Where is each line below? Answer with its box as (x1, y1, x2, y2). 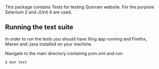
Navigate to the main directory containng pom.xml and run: (5, 50, 123, 56)
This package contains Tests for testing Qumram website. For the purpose (5, 4, 155, 10)
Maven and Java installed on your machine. (5, 41, 93, 47)
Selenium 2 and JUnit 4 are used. (5, 9, 72, 15)
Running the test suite (5, 23, 74, 31)
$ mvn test (5, 60, 27, 65)
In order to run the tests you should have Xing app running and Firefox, (5, 36, 147, 41)
